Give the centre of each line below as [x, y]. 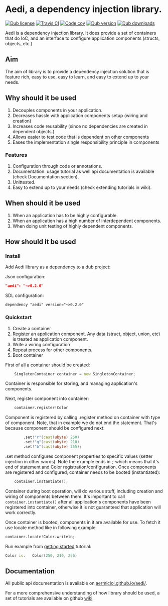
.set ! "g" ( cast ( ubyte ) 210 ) [51, 442]
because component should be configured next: [55, 428]
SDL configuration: [25, 295]
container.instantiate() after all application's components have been [78, 501]
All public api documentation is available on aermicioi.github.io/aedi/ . [76, 583]
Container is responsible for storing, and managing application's [71, 383]
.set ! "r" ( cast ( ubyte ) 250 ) [51, 437]
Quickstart [19, 318]
